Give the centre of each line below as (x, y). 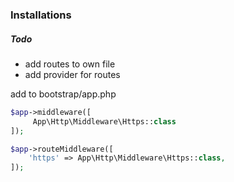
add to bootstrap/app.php (63, 94)
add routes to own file (70, 64)
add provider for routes (72, 74)
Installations (41, 15)
